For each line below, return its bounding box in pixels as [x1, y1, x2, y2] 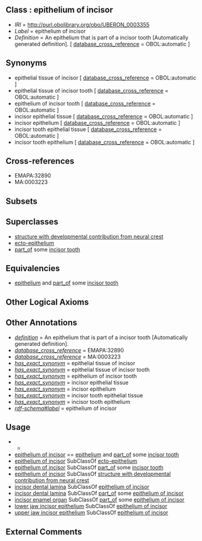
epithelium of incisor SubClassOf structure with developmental [14, 470, 171, 478]
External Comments [5, 526, 82, 537]
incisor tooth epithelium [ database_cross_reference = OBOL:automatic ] [14, 138, 195, 146]
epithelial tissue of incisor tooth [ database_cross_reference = [14, 87, 169, 94]
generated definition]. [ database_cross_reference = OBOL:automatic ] [14, 40, 191, 47]
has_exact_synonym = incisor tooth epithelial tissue [14, 391, 143, 399]
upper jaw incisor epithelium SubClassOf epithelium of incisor [14, 509, 169, 516]
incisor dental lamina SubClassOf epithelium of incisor [14, 483, 149, 491]
